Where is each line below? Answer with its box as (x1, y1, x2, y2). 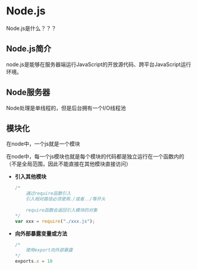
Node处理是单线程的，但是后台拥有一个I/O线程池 (6, 104, 126, 111)
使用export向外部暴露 (26, 247, 73, 253)
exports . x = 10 (14, 258, 53, 265)
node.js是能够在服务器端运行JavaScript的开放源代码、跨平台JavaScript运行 (6, 61, 192, 68)
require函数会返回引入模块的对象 (26, 207, 98, 213)
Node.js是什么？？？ (6, 24, 57, 32)
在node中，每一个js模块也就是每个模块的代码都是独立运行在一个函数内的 (6, 153, 185, 160)
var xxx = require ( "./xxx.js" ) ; (14, 218, 95, 224)
